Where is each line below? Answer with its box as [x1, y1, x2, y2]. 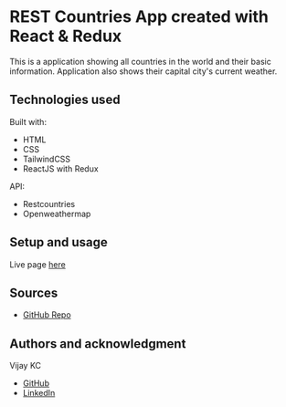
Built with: [9, 116, 48, 127]
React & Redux [9, 26, 122, 47]
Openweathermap [22, 208, 91, 219]
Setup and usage [9, 235, 108, 250]
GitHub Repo [22, 309, 71, 320]
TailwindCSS [22, 153, 71, 164]
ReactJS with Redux [22, 162, 99, 174]
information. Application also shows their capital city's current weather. [9, 66, 278, 77]
